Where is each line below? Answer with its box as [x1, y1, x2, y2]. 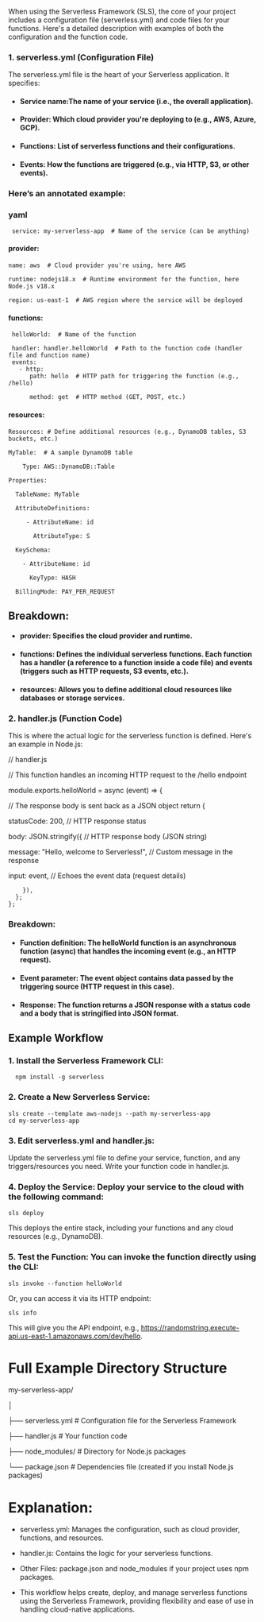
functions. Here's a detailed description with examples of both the [8, 24, 224, 33]
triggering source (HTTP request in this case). [19, 981, 175, 992]
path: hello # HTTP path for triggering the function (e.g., [29, 373, 239, 381]
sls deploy [8, 1210, 44, 1217]
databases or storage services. [19, 693, 125, 703]
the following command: [8, 1191, 105, 1202]
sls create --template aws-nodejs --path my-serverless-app [8, 1109, 212, 1117]
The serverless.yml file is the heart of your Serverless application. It [8, 70, 230, 79]
